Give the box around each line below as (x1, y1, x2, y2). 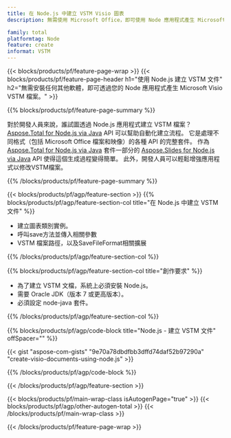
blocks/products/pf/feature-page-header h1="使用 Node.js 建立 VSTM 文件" (7, 75, 223, 83)
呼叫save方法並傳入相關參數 (16, 230, 98, 238)
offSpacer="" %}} (7, 334, 58, 342)
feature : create (7, 42, 54, 49)
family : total (7, 29, 48, 36)
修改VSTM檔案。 (19, 163, 67, 171)
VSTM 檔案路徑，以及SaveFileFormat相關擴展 (16, 239, 146, 247)
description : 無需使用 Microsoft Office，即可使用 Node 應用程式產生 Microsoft (7, 17, 225, 23)
